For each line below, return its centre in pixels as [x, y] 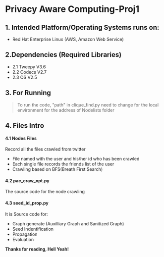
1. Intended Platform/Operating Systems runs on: [82, 27]
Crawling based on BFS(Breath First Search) [57, 169]
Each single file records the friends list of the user [63, 164]
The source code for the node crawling [45, 192]
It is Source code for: [27, 214]
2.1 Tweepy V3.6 [29, 67]
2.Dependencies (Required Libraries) [63, 55]
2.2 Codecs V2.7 [29, 72]
